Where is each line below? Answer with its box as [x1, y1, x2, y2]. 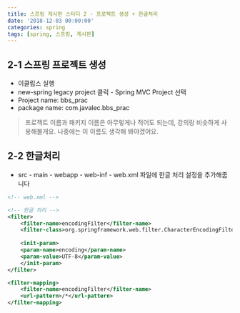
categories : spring [7, 24, 66, 31]
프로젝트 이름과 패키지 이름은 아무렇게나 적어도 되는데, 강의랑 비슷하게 [24, 119, 220, 127]
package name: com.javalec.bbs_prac [17, 104, 130, 112]
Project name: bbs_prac [17, 96, 88, 104]
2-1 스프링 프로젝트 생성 [7, 59, 106, 71]
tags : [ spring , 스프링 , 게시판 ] [7, 30, 95, 38]
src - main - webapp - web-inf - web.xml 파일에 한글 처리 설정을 [17, 170, 204, 179]
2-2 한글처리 [7, 150, 61, 162]
